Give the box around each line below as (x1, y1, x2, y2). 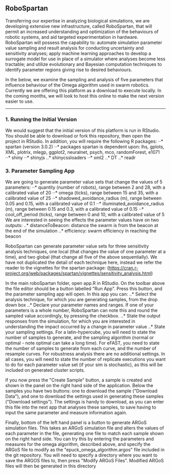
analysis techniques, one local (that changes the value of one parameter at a (5, 249, 166, 255)
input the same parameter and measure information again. (5, 410, 127, 416)
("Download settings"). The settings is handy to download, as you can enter (5, 399, 164, 405)
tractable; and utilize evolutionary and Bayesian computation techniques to (5, 61, 162, 67)
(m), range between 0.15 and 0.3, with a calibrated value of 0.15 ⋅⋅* (5, 206, 144, 212)
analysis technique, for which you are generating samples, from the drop (5, 297, 158, 303)
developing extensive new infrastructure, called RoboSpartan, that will (5, 23, 153, 29)
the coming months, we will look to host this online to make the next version (5, 93, 164, 99)
